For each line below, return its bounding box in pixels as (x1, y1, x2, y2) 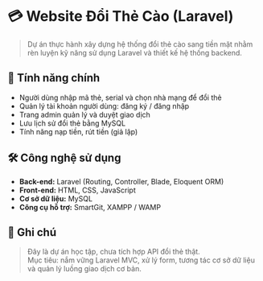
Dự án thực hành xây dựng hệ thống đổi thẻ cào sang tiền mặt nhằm (27, 39, 253, 49)
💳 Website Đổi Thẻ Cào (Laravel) (7, 7, 234, 26)
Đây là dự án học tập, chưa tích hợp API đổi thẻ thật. (27, 247, 200, 257)
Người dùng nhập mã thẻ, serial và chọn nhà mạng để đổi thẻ (18, 93, 222, 102)
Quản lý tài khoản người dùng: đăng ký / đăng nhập (18, 101, 190, 110)
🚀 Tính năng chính (7, 71, 101, 85)
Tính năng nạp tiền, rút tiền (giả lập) (18, 126, 138, 136)
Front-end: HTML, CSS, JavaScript (18, 185, 136, 195)
